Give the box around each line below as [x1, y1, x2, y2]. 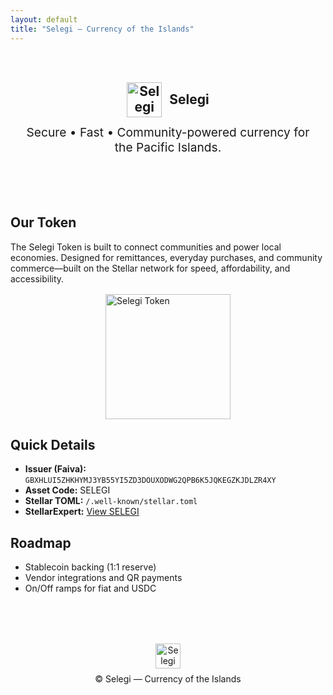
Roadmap [10, 534, 72, 551]
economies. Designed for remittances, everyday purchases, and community [10, 251, 323, 263]
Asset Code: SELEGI [24, 484, 111, 496]
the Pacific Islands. [114, 139, 222, 155]
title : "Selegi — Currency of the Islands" [10, 24, 195, 34]
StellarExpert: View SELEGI [24, 506, 140, 518]
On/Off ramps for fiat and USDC [24, 582, 157, 595]
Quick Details [10, 436, 96, 453]
